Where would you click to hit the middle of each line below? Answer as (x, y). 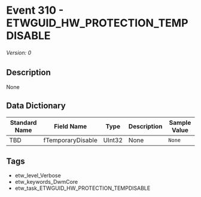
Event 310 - (35, 10)
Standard (23, 122)
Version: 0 (19, 53)
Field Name (70, 126)
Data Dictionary (36, 106)
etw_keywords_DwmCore (46, 182)
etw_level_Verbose (38, 176)
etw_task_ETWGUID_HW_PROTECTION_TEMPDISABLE (83, 188)
